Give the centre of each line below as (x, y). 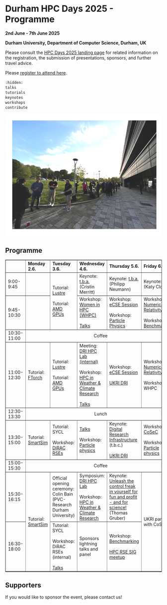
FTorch (35, 377)
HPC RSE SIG (123, 552)
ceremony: (63, 489)
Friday (150, 266)
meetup (117, 557)
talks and (89, 549)
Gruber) (117, 518)
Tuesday (61, 263)
